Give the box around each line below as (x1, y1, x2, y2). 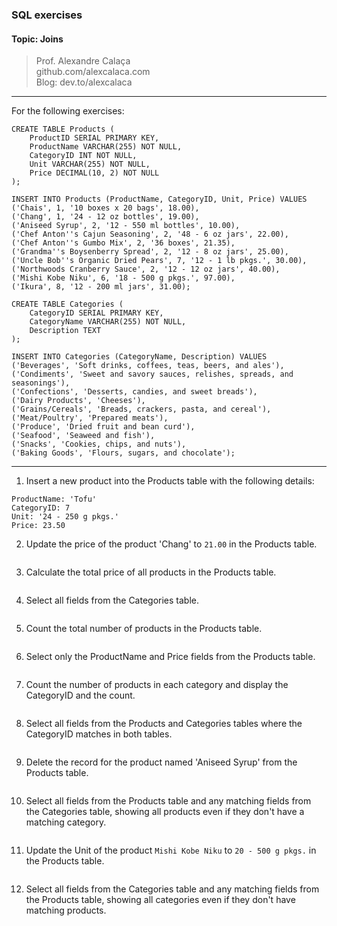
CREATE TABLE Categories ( (11, 299, 124, 310)
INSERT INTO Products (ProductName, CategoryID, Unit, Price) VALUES (11, 194, 308, 205)
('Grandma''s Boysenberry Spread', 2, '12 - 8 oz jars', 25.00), (11, 247, 289, 257)
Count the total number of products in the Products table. (25, 623, 263, 635)
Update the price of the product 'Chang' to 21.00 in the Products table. (25, 538, 318, 550)
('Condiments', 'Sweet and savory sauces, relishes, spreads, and (11, 369, 294, 380)
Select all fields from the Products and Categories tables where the (25, 718, 303, 730)
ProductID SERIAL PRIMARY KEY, (29, 133, 160, 143)
